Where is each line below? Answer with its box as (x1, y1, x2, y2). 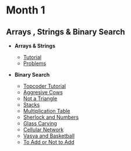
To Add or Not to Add (23, 139, 75, 145)
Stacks (23, 101, 40, 108)
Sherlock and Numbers (23, 114, 79, 121)
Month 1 (6, 4, 45, 17)
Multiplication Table (23, 108, 71, 114)
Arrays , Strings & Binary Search (6, 27, 125, 37)
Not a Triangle (23, 95, 58, 102)
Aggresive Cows (23, 89, 63, 95)
